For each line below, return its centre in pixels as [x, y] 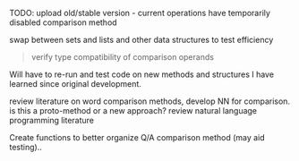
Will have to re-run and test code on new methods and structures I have [142, 74]
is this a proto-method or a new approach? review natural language [133, 110]
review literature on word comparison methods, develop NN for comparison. [150, 101]
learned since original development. [75, 84]
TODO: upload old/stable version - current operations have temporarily [140, 13]
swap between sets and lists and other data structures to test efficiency [141, 40]
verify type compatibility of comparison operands [123, 57]
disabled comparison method [64, 22]
